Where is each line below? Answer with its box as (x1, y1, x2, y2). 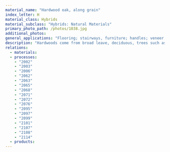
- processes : (10, 54, 37, 60)
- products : (10, 139, 35, 144)
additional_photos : (5, 31, 47, 36)
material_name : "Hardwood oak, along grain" (5, 7, 101, 13)
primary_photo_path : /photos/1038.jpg (5, 26, 87, 31)
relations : (5, 45, 28, 50)
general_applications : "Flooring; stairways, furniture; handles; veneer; (5, 36, 166, 41)
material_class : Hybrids (5, 17, 58, 22)
